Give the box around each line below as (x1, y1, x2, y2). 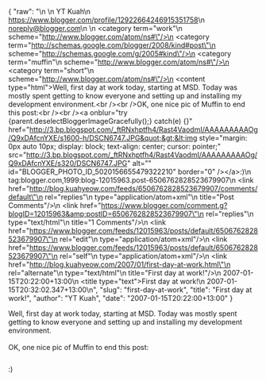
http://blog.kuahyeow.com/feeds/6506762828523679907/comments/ (29, 184, 258, 193)
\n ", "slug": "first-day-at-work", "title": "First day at (86, 285, 253, 294)
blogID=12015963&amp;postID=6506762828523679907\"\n (8, 210, 205, 218)
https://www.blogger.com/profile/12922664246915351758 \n (8, 15, 205, 25)
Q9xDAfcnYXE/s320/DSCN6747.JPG (8, 159, 128, 167)
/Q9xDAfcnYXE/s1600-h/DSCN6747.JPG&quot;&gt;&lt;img (8, 133, 198, 142)
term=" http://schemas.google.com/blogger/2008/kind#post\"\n (8, 40, 216, 50)
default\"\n (8, 192, 44, 202)
